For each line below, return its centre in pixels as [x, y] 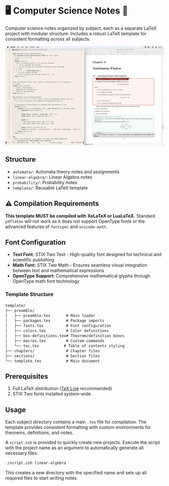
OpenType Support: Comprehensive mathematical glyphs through [81, 276]
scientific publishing [33, 260]
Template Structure [29, 294]
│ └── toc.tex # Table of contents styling [65, 346]
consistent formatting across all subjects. [48, 39]
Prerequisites [27, 377]
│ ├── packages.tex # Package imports [55, 320]
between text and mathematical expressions [58, 271]
